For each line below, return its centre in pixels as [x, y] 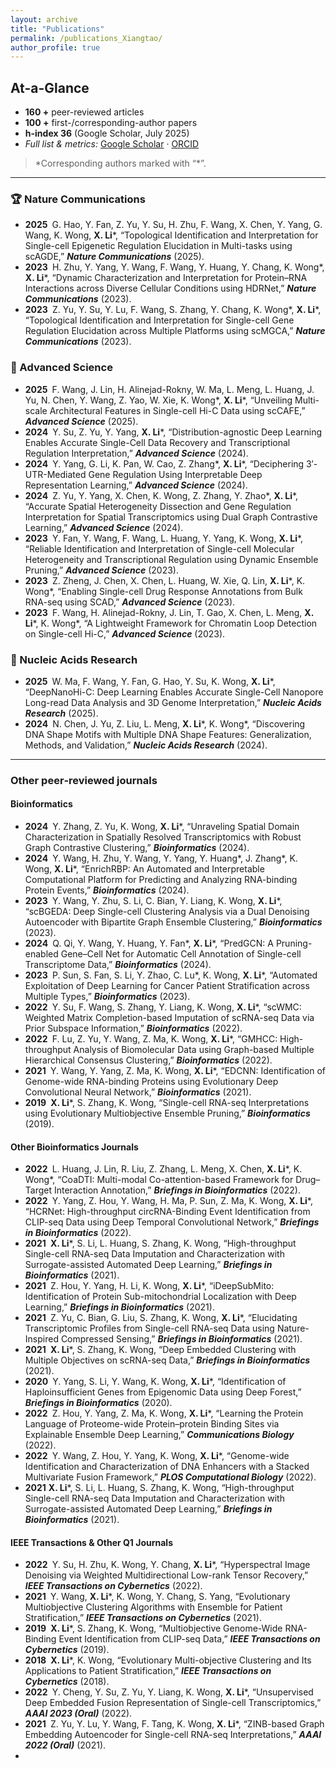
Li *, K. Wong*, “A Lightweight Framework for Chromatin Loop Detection [171, 623]
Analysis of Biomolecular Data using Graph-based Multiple [194, 1050]
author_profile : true [55, 47]
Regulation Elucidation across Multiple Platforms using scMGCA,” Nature [175, 331]
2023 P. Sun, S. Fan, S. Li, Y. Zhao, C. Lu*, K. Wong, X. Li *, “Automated [171, 975]
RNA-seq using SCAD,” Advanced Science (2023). [130, 602]
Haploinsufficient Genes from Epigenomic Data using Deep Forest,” [163, 1392]
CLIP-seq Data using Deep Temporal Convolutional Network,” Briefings [172, 1222]
